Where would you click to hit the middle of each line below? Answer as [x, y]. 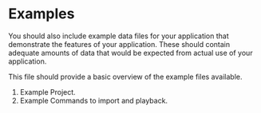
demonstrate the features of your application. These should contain [119, 44]
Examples [42, 14]
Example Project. [47, 92]
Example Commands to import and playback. [94, 100]
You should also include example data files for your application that [119, 36]
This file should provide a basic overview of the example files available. [125, 76]
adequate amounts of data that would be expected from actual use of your [130, 53]
